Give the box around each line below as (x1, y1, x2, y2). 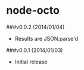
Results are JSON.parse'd (14, 35, 79, 42)
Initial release (14, 58, 48, 65)
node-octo (6, 4, 60, 17)
